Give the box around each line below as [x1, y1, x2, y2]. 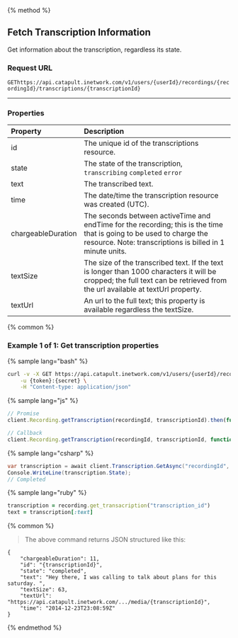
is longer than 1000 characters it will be [84, 267, 217, 277]
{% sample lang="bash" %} [7, 357, 89, 365]
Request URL [7, 63, 53, 73]
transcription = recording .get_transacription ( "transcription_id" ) [7, 502, 211, 509]
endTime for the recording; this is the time [84, 220, 223, 229]
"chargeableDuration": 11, [20, 555, 100, 562]
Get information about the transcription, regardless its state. [7, 45, 182, 54]
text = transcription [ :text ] [7, 509, 93, 516]
